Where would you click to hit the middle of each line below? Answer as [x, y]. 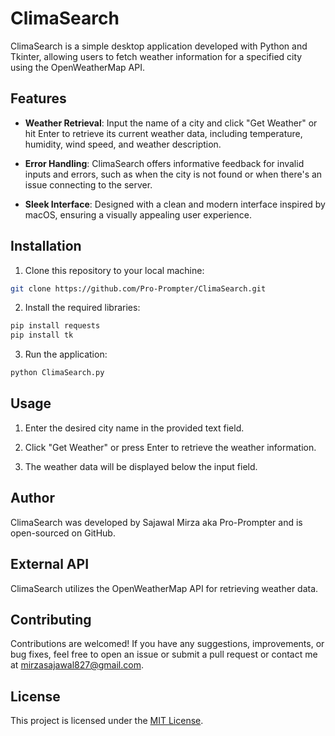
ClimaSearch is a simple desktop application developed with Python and [159, 46]
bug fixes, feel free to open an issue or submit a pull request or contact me [164, 654]
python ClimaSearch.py [57, 373]
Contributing [51, 619]
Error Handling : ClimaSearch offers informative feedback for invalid [164, 163]
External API [50, 564]
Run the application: [66, 354]
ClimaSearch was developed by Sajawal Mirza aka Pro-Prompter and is [156, 522]
